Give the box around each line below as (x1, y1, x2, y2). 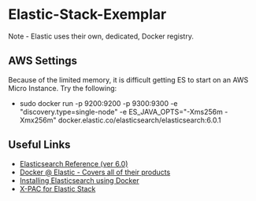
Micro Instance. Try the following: (8, 83, 117, 93)
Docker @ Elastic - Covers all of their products (19, 167, 171, 177)
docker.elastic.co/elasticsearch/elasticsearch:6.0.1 (58, 115, 221, 125)
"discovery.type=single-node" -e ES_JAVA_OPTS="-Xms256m (19, 107, 223, 116)
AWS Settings (8, 54, 77, 68)
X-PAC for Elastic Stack (19, 184, 96, 193)
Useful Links (8, 138, 71, 152)
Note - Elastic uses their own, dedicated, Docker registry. (8, 31, 195, 41)
